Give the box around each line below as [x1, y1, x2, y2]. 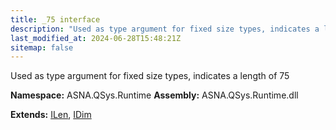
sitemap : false [10, 42, 74, 53]
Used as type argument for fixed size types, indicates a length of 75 [10, 70, 290, 82]
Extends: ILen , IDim [10, 109, 92, 121]
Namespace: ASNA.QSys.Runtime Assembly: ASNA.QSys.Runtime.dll [10, 89, 299, 101]
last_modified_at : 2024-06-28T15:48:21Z [10, 33, 182, 43]
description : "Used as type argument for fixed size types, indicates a [10, 24, 320, 34]
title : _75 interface [10, 14, 101, 25]
